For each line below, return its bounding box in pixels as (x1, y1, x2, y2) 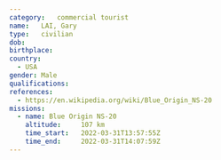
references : (9, 87, 53, 96)
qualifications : (9, 79, 69, 88)
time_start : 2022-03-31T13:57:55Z (25, 129, 162, 138)
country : (9, 54, 42, 63)
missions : (9, 104, 46, 113)
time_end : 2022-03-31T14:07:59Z (25, 137, 162, 146)
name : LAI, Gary (9, 21, 77, 30)
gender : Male (9, 71, 58, 80)
